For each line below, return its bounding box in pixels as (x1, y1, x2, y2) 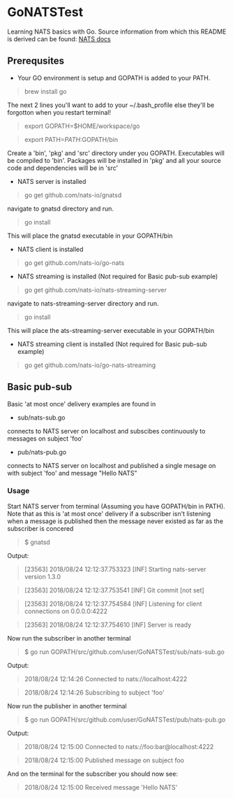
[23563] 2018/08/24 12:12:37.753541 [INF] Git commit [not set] (24, 585, 204, 594)
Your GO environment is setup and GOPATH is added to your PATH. (17, 73, 211, 82)
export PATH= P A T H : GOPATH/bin (24, 135, 119, 143)
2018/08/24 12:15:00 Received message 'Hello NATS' (24, 783, 178, 791)
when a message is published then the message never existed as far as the (7, 517, 223, 525)
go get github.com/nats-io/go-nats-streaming (24, 361, 156, 369)
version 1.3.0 (24, 572, 61, 580)
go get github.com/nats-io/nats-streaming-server (24, 285, 167, 294)
